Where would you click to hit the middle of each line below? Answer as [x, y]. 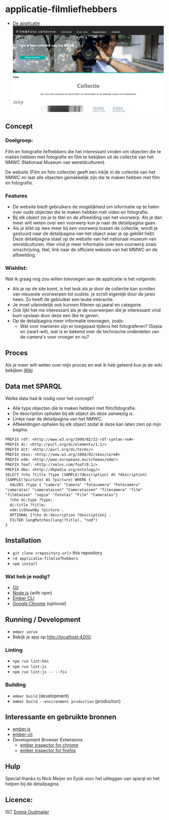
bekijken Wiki [19, 370]
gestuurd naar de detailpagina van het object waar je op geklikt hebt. [84, 233]
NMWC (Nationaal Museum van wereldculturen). [56, 162]
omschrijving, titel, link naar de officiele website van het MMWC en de [85, 250]
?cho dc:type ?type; [31, 500]
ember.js [22, 729]
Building [16, 685]
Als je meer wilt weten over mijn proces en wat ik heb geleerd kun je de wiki [84, 365]
